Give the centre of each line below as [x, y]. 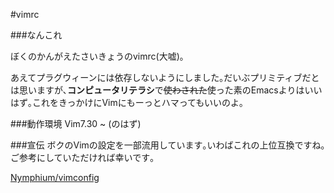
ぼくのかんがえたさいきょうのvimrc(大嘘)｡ [97, 56]
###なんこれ [36, 35]
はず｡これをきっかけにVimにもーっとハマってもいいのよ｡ [127, 102]
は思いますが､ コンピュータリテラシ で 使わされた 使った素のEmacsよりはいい [166, 90]
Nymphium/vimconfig [55, 177]
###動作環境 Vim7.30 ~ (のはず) [76, 123]
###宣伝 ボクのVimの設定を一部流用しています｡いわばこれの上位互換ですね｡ [168, 145]
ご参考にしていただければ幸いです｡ [82, 157]
